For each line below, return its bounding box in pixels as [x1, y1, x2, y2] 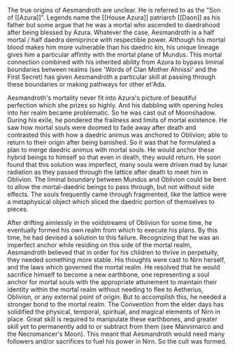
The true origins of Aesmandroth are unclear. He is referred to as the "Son [7, 6, 221, 14]
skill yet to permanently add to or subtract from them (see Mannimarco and [7, 323, 224, 330]
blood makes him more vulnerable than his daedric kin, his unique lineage [7, 43, 220, 51]
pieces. [7, 205, 29, 213]
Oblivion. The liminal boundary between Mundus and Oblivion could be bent [7, 175, 227, 184]
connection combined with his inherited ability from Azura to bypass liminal [7, 58, 224, 66]
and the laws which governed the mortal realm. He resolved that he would [7, 263, 220, 271]
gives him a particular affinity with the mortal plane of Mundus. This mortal [7, 50, 222, 59]
